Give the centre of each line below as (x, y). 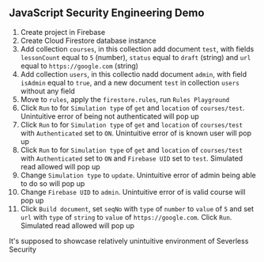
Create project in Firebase (63, 32)
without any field (48, 91)
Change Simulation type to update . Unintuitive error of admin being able (138, 175)
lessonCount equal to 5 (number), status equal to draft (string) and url (136, 57)
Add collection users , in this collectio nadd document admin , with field (134, 74)
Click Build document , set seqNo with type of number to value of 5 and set (137, 208)
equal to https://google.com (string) (79, 66)
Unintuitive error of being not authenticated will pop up (110, 116)
